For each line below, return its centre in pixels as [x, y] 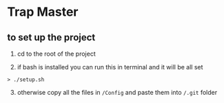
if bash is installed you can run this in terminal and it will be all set [110, 67]
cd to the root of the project [56, 54]
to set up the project [51, 37]
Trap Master [43, 12]
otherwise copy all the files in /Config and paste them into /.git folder [117, 92]
